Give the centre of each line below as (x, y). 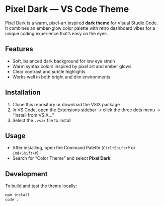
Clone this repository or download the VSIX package (66, 104)
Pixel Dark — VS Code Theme (67, 9)
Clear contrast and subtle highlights (49, 71)
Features (19, 49)
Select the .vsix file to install (42, 120)
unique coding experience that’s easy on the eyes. (57, 33)
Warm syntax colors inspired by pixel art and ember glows (72, 66)
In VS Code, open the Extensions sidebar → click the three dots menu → (86, 110)
